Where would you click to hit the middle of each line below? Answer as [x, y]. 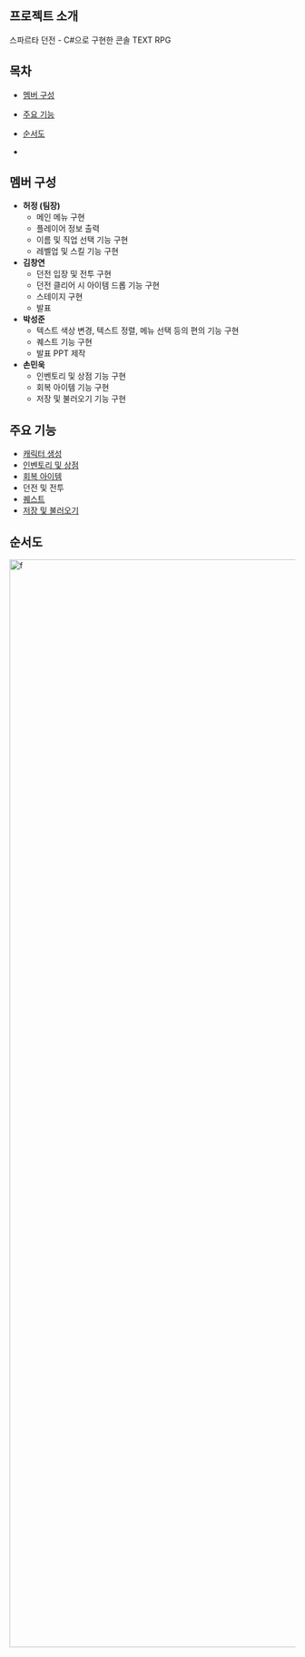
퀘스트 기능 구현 [64, 342]
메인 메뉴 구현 [60, 217]
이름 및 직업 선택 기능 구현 [82, 240]
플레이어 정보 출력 [68, 229]
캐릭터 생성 [42, 454]
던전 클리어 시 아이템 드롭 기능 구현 [98, 285]
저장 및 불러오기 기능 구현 [81, 399]
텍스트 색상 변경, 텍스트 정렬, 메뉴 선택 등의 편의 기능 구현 [138, 330]
